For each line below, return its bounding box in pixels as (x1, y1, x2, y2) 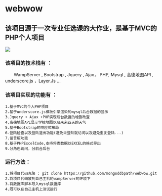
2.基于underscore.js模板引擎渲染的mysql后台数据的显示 (5, 109, 109, 114)
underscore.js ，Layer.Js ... (5, 78, 61, 84)
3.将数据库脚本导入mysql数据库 (5, 181, 61, 186)
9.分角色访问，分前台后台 (5, 146, 50, 151)
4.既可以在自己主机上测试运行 (5, 187, 58, 192)
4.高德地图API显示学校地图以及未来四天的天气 (5, 120, 86, 125)
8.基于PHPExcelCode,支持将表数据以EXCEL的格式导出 (5, 141, 101, 146)
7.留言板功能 (5, 136, 28, 141)
